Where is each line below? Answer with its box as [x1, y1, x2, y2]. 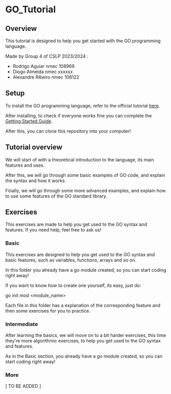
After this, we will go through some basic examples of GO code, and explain [5, 172, 165, 178]
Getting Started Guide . [5, 118, 53, 124]
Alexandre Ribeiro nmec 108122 [12, 74, 79, 80]
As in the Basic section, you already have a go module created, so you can [5, 353, 163, 360]
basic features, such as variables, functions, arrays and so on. [5, 257, 137, 263]
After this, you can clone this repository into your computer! [5, 128, 132, 134]
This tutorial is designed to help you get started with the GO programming [5, 38, 161, 44]
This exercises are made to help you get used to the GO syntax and [5, 221, 147, 227]
